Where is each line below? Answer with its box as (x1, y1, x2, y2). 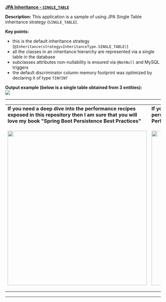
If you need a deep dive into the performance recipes (7, 105, 136, 112)
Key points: (5, 29, 29, 34)
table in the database (12, 54, 55, 60)
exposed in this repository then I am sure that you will (7, 111, 137, 118)
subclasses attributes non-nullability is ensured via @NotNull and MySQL (12, 59, 160, 65)
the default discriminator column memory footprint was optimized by (12, 70, 152, 76)
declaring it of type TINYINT (12, 75, 68, 81)
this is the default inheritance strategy (12, 38, 90, 44)
